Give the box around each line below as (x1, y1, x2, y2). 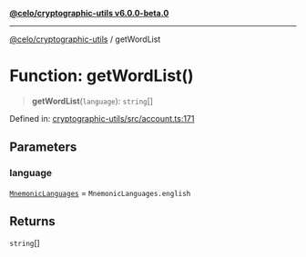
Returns (9, 213, 56, 230)
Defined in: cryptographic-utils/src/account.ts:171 (9, 113, 195, 124)
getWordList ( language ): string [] (31, 95, 153, 106)
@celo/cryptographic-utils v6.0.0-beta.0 (9, 8, 169, 18)
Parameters (9, 140, 77, 155)
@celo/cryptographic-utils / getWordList (9, 34, 161, 44)
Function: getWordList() (9, 65, 194, 86)
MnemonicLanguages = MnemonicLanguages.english (9, 187, 191, 198)
